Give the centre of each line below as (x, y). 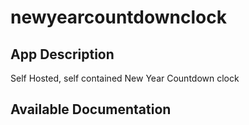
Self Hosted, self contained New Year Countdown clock (125, 78)
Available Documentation (91, 109)
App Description (62, 54)
